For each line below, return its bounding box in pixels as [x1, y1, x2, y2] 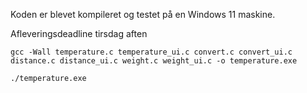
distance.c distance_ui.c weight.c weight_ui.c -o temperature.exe [10, 56, 298, 66]
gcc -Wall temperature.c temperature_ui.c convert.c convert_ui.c [10, 47, 293, 57]
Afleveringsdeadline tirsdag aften [10, 28, 148, 39]
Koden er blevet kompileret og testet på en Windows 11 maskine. [10, 9, 276, 20]
